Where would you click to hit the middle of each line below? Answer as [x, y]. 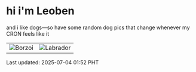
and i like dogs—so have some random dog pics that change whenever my [98, 27]
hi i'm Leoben [40, 11]
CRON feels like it [28, 33]
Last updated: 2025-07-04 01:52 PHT [53, 62]
